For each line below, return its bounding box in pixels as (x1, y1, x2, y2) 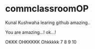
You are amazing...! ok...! (5, 29, 56, 35)
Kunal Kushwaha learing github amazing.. (5, 19, 90, 25)
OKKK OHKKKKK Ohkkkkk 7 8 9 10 (5, 38, 76, 45)
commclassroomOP (5, 3, 89, 14)
